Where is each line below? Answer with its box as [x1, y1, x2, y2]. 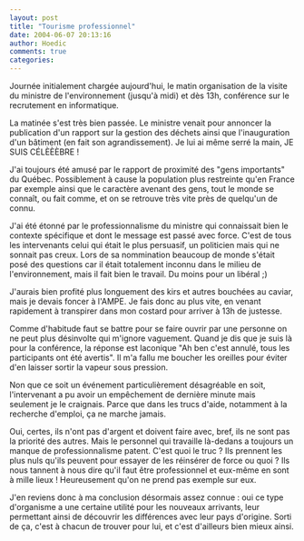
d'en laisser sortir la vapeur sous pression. [9, 362, 169, 373]
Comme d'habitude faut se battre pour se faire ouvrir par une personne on [9, 324, 288, 334]
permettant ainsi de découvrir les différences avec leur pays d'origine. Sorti [9, 511, 292, 522]
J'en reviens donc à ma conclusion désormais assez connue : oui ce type [9, 492, 284, 503]
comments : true [9, 47, 67, 56]
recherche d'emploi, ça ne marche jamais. [9, 408, 166, 419]
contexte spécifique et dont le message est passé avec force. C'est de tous [9, 230, 292, 241]
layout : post [9, 13, 59, 23]
